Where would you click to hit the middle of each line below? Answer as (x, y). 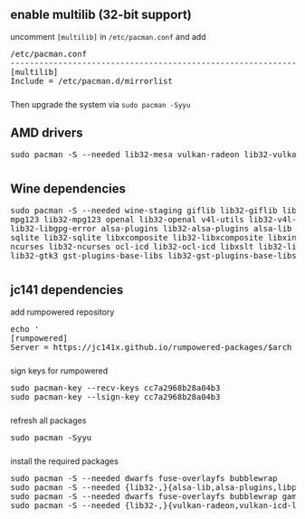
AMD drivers (47, 133)
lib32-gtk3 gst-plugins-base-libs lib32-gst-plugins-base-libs (153, 255)
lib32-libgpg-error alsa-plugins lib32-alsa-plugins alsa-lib (151, 228)
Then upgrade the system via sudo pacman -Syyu (100, 104)
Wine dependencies (68, 189)
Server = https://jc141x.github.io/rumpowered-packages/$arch (151, 347)
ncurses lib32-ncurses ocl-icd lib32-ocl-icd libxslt (132, 246)
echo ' (25, 329)
